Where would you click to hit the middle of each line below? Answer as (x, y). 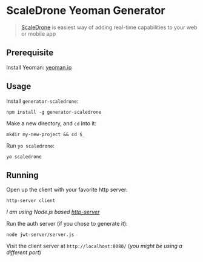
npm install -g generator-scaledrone (54, 112)
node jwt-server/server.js (40, 235)
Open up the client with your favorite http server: (67, 190)
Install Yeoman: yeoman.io (39, 67)
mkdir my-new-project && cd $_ (46, 134)
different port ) (24, 252)
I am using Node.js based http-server (53, 212)
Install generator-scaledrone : (42, 101)
